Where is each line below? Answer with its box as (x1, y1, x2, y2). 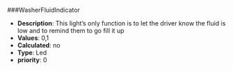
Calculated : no (17, 41, 61, 49)
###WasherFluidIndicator (7, 6, 80, 14)
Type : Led (17, 48, 47, 57)
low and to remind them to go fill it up (17, 27, 124, 34)
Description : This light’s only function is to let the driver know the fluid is (17, 19, 226, 27)
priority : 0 (17, 56, 47, 64)
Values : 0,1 (17, 34, 49, 42)
